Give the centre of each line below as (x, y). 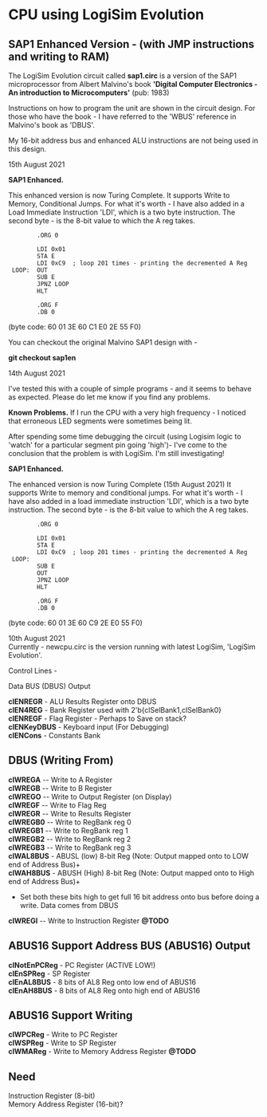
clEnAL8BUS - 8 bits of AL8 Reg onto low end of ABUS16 (102, 981)
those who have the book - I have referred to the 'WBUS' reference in (122, 116)
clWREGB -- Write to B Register (60, 788)
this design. (27, 149)
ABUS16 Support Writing (71, 1015)
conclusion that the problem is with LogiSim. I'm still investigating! (116, 453)
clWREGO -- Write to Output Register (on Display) (90, 796)
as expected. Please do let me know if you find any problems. (109, 397)
